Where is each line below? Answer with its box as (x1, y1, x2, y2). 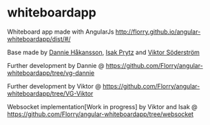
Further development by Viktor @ (7, 82, 101, 90)
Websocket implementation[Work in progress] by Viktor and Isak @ (7, 102, 198, 111)
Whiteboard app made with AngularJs (7, 27, 114, 36)
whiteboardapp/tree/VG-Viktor (7, 89, 94, 98)
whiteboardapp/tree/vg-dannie (7, 69, 95, 77)
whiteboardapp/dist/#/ (7, 34, 71, 43)
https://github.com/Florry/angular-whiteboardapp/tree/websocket (7, 110, 194, 118)
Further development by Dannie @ (7, 61, 105, 69)
